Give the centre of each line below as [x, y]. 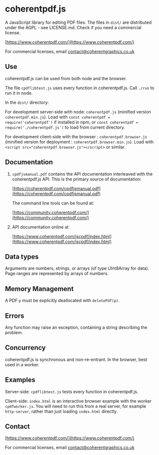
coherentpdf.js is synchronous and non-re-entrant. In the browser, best [76, 359]
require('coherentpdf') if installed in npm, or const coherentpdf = [72, 122]
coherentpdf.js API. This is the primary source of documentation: [77, 179]
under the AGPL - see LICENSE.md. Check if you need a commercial [73, 27]
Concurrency [25, 348]
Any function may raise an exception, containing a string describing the [76, 327]
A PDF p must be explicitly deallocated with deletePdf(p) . [62, 301]
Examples [20, 380]
